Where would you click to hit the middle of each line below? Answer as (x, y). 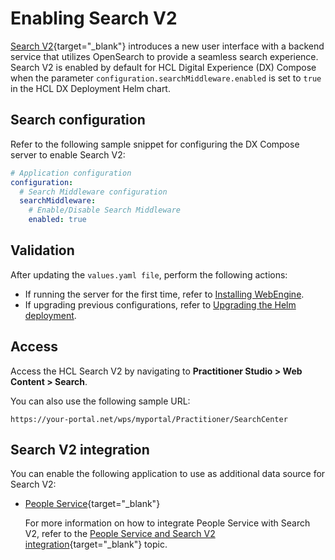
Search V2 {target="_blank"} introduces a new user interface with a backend (167, 46)
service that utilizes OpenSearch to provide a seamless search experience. (164, 56)
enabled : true (57, 220)
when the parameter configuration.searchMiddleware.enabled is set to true (166, 78)
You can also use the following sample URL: (100, 401)
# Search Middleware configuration (93, 192)
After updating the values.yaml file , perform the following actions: (149, 274)
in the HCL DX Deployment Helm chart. (90, 88)
